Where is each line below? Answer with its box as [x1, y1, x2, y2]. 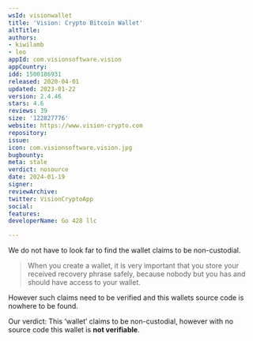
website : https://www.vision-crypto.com [8, 122, 144, 129]
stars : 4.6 [8, 99, 44, 107]
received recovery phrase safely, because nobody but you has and [27, 269, 246, 279]
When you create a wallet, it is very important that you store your [27, 261, 240, 271]
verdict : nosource [8, 166, 69, 174]
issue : [8, 136, 30, 144]
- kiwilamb [8, 41, 44, 49]
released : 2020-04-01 [8, 77, 80, 85]
